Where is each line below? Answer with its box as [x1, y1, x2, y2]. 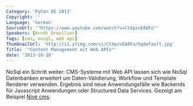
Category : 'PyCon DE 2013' [6, 8, 72, 15]
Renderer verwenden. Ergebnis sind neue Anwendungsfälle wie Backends [6, 80, 185, 88]
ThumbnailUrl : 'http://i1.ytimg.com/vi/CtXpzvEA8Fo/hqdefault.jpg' [6, 42, 175, 47]
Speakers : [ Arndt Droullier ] [6, 30, 78, 36]
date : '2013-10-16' [6, 52, 54, 58]
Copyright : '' [6, 14, 41, 20]
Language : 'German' [6, 19, 54, 25]
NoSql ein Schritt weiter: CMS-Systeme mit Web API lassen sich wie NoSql [6, 68, 187, 75]
